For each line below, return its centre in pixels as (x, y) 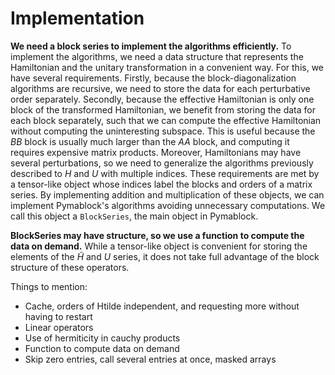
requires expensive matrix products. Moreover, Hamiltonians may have (156, 152)
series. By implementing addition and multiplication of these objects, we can (167, 194)
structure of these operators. (70, 267)
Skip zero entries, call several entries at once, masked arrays (150, 359)
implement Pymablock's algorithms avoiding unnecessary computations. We (168, 205)
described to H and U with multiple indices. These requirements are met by (165, 173)
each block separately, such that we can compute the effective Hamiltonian (166, 120)
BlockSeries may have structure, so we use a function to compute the (157, 235)
